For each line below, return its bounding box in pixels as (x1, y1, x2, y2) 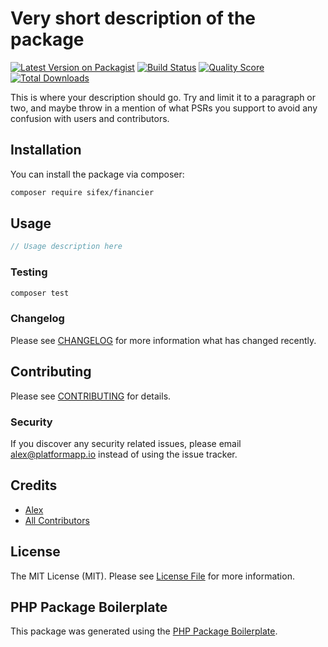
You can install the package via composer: (10, 168, 185, 180)
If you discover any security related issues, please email (10, 437, 242, 449)
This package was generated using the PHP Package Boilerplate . (10, 625, 278, 637)
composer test (10, 288, 70, 298)
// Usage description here (10, 242, 123, 252)
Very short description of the (10, 7, 257, 30)
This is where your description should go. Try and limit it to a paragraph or (10, 91, 317, 103)
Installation (10, 142, 82, 159)
